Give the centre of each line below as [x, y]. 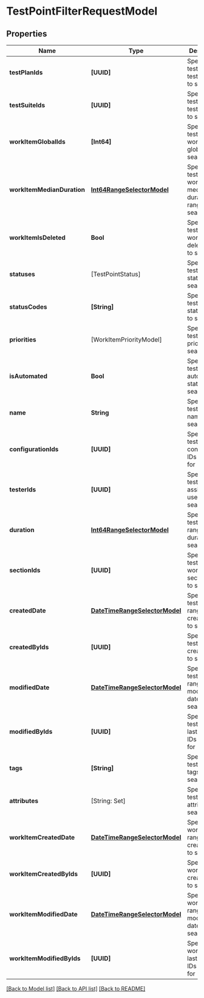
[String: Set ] [108, 801]
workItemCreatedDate [42, 837]
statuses [22, 274]
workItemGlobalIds [37, 142]
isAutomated [28, 376]
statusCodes [28, 307]
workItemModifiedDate [43, 914]
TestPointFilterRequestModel [82, 11]
